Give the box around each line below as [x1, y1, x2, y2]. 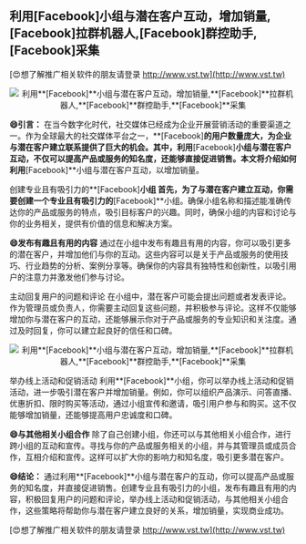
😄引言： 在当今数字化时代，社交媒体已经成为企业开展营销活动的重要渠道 [9, 118, 284, 129]
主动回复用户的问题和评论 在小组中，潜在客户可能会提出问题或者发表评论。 [9, 291, 291, 302]
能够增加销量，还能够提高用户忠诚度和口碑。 [9, 409, 178, 420]
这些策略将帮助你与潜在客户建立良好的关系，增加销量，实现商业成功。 [25, 505, 289, 516]
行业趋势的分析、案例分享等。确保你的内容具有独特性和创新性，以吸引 [25, 260, 289, 271]
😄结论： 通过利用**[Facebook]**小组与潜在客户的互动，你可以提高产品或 [9, 470, 287, 481]
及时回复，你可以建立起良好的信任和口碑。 [16, 324, 178, 335]
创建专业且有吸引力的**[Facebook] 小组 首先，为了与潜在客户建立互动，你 [9, 183, 286, 194]
